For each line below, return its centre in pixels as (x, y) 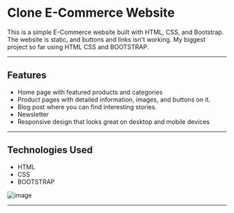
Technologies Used (50, 150)
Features (27, 76)
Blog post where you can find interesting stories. (87, 106)
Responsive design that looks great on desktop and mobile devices (114, 121)
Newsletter (33, 114)
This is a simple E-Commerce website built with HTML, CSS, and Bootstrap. (116, 32)
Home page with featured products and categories (90, 92)
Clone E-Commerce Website (91, 13)
